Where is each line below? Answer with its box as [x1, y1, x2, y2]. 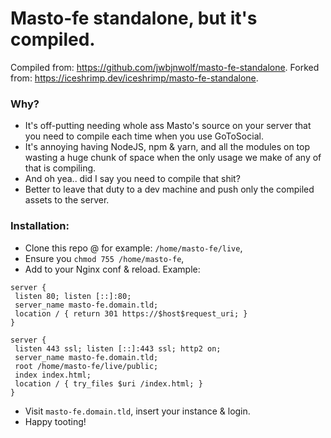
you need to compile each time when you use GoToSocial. [24, 130, 264, 142]
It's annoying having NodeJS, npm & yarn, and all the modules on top [24, 141, 311, 153]
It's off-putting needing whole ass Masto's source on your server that [24, 120, 312, 132]
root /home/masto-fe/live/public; [14, 361, 159, 371]
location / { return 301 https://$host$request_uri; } [14, 308, 248, 319]
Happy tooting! [24, 415, 87, 427]
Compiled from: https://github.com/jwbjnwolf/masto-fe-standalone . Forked [10, 61, 320, 73]
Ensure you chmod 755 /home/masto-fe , [24, 252, 185, 264]
